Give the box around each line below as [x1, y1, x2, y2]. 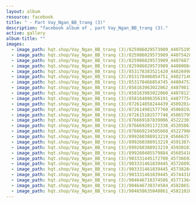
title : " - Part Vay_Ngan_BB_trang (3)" [6, 19, 106, 25]
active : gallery [6, 30, 45, 36]
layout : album [6, 8, 41, 15]
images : [6, 42, 25, 47]
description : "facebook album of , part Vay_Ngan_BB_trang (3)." [6, 25, 168, 31]
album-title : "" [6, 36, 45, 42]
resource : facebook [6, 14, 54, 20]
